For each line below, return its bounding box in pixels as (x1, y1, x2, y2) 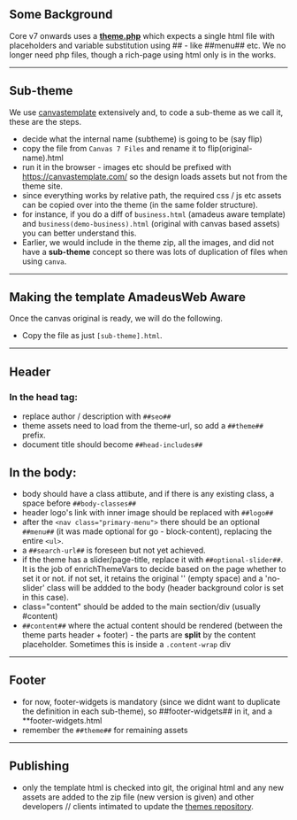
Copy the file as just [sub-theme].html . (21, 330, 163, 341)
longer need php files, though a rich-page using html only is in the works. (9, 49, 277, 60)
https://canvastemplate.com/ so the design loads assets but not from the (21, 171, 288, 182)
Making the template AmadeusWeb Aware (9, 290, 246, 305)
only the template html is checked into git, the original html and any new (21, 782, 285, 793)
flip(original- (207, 143, 253, 153)
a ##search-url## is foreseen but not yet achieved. (21, 545, 206, 555)
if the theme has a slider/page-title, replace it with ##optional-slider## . (21, 553, 284, 565)
